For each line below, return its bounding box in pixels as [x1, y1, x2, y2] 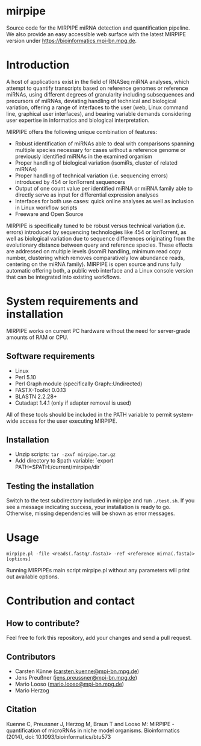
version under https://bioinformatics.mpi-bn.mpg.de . [6, 37, 137, 44]
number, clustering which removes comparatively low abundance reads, [6, 254, 185, 261]
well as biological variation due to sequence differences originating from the [6, 235, 195, 242]
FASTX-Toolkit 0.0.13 [14, 386, 66, 393]
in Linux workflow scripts [14, 204, 78, 211]
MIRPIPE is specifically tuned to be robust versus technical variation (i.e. [6, 222, 185, 229]
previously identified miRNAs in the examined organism [14, 153, 152, 160]
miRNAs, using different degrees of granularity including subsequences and [6, 90, 194, 98]
